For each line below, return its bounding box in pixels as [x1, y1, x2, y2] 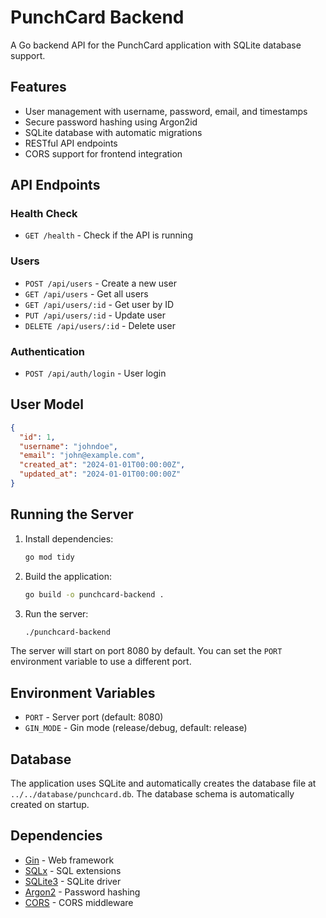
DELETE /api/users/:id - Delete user [24, 319, 176, 331]
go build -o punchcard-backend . [24, 589, 165, 600]
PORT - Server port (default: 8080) [24, 711, 164, 723]
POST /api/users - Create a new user [24, 277, 177, 289]
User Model [10, 396, 85, 413]
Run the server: [24, 607, 89, 620]
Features [10, 79, 67, 96]
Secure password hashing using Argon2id [24, 116, 198, 128]
